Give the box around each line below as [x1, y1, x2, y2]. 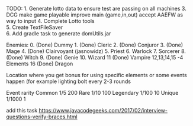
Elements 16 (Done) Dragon [6, 60, 73, 67]
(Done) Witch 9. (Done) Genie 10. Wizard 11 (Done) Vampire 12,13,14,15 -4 [6, 54, 184, 61]
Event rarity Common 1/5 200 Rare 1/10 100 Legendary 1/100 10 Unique [6, 89, 179, 96]
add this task [6, 107, 38, 114]
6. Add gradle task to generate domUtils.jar [6, 30, 111, 37]
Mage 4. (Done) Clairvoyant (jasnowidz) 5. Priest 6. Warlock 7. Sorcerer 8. [6, 48, 186, 55]
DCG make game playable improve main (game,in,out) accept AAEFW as [6, 11, 184, 18]
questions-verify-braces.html [6, 113, 78, 120]
